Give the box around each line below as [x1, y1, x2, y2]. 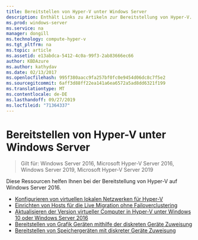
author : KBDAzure [6, 58, 49, 64]
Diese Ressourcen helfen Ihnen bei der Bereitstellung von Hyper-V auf [6, 178, 178, 185]
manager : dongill [6, 31, 49, 37]
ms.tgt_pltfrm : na [6, 42, 52, 48]
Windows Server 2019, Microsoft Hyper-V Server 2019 [20, 167, 154, 174]
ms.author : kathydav [6, 63, 58, 70]
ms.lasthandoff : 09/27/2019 [6, 97, 76, 103]
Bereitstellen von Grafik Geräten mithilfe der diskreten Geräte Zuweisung [14, 220, 193, 228]
